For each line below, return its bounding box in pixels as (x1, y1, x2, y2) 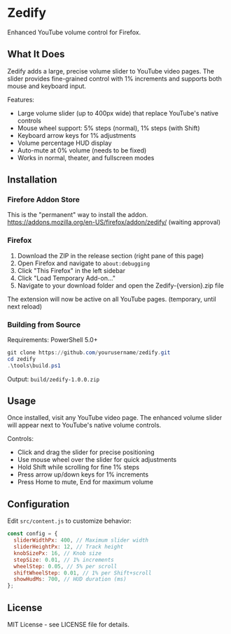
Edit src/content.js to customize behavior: (7, 516, 132, 526)
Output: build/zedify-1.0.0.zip (7, 374, 100, 383)
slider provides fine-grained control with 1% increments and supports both (7, 74, 222, 83)
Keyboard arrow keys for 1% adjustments (17, 131, 136, 139)
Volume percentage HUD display (17, 139, 112, 147)
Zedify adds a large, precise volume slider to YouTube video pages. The (7, 66, 215, 75)
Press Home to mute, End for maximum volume (17, 478, 154, 486)
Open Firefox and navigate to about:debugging (17, 259, 150, 267)
